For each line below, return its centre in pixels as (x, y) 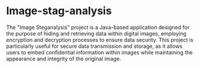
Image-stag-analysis (59, 11)
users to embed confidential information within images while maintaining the (99, 52)
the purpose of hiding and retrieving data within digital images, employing (97, 33)
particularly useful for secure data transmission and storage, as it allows (94, 46)
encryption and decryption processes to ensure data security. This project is (100, 40)
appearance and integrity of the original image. (64, 59)
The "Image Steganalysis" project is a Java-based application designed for (98, 27)
